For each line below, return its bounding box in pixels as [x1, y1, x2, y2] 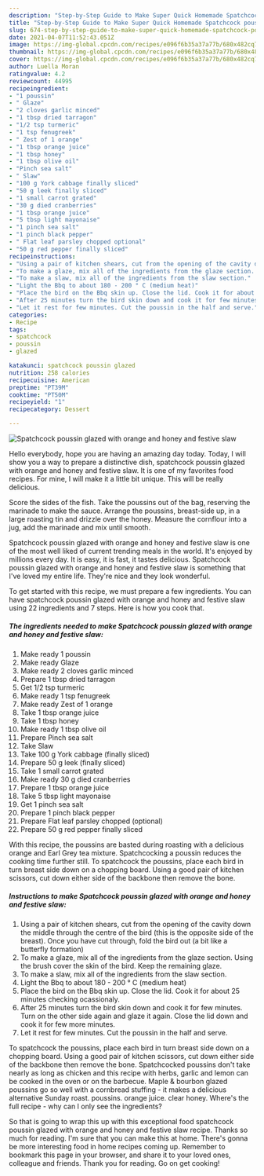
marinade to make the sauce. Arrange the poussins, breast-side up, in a [9, 506, 240, 515]
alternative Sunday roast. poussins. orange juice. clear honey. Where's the [9, 1093, 249, 1102]
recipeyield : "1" [9, 398, 66, 406]
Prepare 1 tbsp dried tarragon [20, 674, 116, 683]
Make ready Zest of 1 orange [20, 699, 113, 709]
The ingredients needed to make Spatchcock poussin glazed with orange [9, 621, 253, 631]
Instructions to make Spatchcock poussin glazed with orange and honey [9, 891, 251, 900]
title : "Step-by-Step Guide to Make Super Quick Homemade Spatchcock [9, 19, 241, 27]
